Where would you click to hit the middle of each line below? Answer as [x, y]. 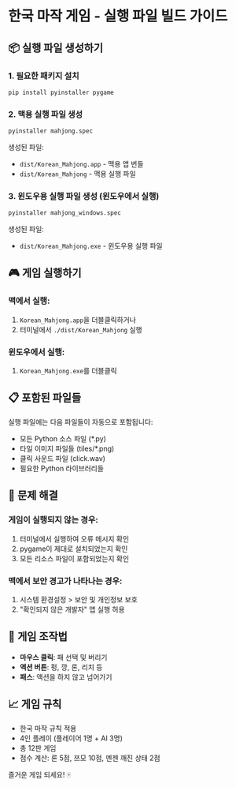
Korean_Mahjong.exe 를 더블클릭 [68, 371]
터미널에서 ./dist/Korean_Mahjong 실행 [81, 329]
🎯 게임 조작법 [38, 637]
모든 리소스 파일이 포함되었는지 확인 [74, 558]
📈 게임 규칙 [35, 705]
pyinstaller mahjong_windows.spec [65, 213]
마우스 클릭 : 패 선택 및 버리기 [63, 657]
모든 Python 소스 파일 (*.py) [63, 438]
